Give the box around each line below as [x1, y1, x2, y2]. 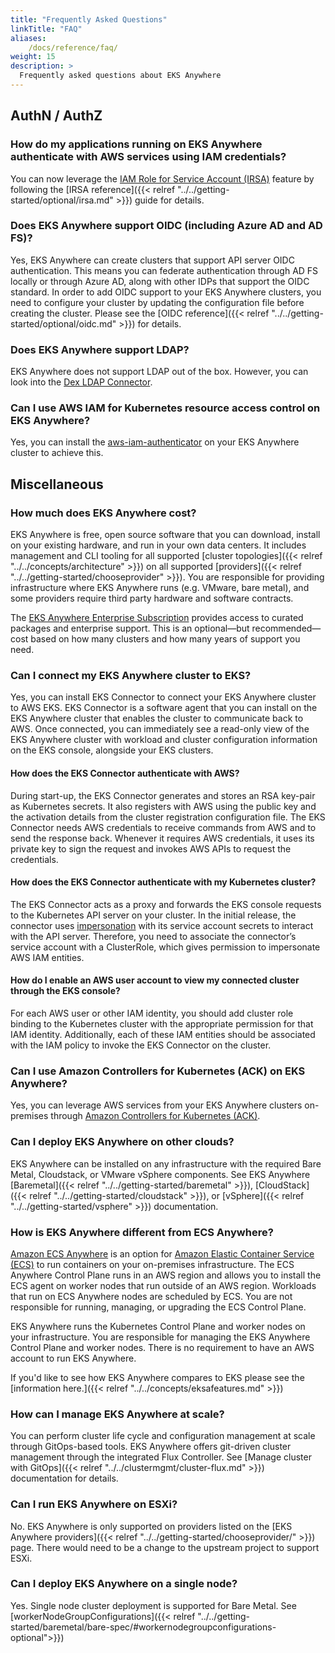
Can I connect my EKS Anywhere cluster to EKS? [10, 669, 252, 683]
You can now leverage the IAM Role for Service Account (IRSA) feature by [10, 172, 315, 185]
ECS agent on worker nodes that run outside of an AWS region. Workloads [10, 1279, 317, 1291]
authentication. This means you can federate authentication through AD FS [10, 264, 319, 276]
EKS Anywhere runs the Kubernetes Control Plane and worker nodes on [10, 1320, 306, 1332]
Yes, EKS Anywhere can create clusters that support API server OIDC [10, 254, 295, 266]
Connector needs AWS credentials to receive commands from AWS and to [10, 821, 317, 833]
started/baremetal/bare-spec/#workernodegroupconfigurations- [10, 1621, 277, 1633]
